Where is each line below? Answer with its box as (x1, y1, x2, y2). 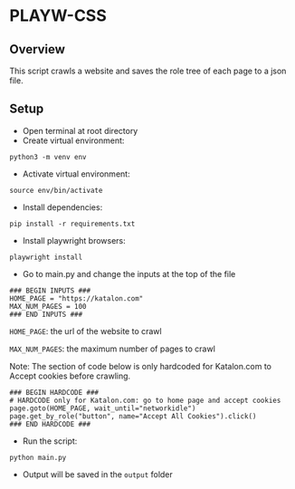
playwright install (9, 253, 83, 262)
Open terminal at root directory (22, 125, 138, 136)
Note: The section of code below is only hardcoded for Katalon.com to (9, 360, 272, 371)
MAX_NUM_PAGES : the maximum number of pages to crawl (9, 343, 215, 354)
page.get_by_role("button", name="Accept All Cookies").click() (9, 411, 257, 421)
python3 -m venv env (9, 152, 88, 161)
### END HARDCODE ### (9, 419, 91, 428)
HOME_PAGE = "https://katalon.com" (9, 293, 144, 303)
